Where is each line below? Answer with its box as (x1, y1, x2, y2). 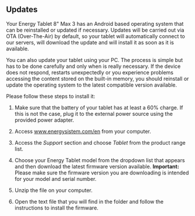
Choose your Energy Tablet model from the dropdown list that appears (14, 156, 186, 163)
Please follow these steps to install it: (6, 92, 95, 100)
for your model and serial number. (14, 175, 97, 182)
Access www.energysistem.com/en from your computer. (14, 128, 151, 135)
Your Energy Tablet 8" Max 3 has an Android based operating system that (6, 20, 184, 27)
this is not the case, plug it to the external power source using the (14, 110, 173, 117)
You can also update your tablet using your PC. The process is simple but (6, 56, 183, 63)
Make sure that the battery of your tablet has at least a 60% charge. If (14, 104, 183, 111)
